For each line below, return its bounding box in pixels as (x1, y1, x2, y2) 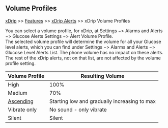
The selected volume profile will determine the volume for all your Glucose (5, 38, 161, 45)
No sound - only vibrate (49, 106, 107, 113)
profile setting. (5, 60, 36, 66)
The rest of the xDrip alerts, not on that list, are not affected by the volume (5, 55, 161, 61)
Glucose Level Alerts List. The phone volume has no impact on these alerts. (5, 49, 164, 55)
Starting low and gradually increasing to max (49, 97, 156, 104)
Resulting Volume (80, 72, 125, 79)
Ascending (8, 97, 34, 104)
